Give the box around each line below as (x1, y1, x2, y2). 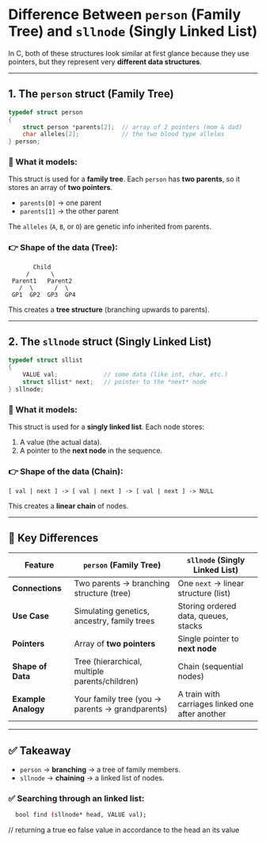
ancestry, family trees (74, 616, 155, 627)
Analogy (12, 704, 45, 715)
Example (12, 694, 46, 705)
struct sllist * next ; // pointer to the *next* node (22, 378, 207, 386)
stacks (177, 620, 203, 631)
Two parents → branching (74, 578, 170, 589)
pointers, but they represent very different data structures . (8, 57, 202, 66)
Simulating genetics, (74, 605, 150, 616)
